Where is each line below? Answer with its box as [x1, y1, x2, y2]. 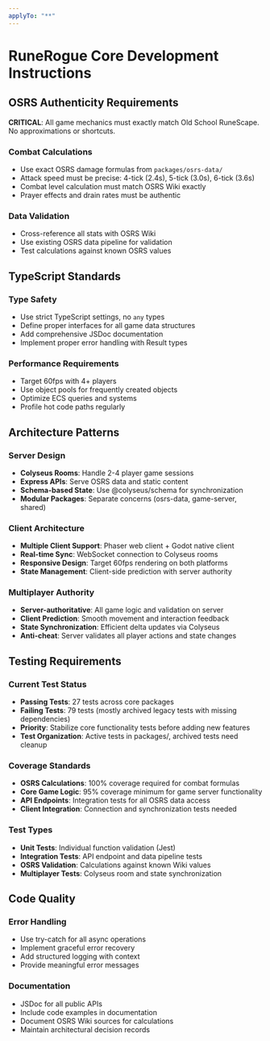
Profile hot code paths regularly [19, 402, 126, 412]
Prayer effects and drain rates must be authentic [19, 190, 181, 200]
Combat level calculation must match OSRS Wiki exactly [19, 181, 206, 191]
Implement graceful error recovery [19, 943, 135, 953]
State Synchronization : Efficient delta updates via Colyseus [19, 622, 220, 632]
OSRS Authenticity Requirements [8, 96, 179, 110]
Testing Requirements [8, 654, 122, 668]
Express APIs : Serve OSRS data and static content [19, 476, 189, 486]
